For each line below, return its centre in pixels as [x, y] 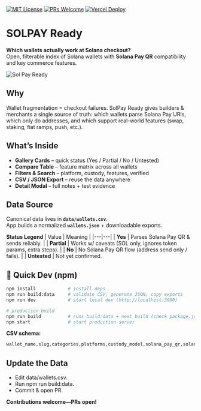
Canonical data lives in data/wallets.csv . [57, 219]
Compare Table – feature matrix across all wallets [76, 166]
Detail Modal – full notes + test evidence [65, 185]
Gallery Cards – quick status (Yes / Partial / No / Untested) [87, 160]
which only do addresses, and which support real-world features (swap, [95, 121]
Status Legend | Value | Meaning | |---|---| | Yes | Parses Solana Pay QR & [98, 237]
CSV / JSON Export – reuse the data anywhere [72, 179]
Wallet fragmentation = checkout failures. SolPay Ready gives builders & [95, 107]
